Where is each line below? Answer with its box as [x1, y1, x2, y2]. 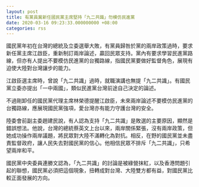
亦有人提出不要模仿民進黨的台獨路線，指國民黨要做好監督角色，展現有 [21, 57, 193, 64]
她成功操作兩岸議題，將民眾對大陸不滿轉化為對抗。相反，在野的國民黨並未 [6, 132, 188, 140]
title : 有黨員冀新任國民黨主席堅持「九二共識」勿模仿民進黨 [6, 14, 135, 20]
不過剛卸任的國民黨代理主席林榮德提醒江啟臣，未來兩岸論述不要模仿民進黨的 [6, 97, 193, 104]
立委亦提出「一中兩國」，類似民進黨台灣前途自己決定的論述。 [11, 84, 159, 92]
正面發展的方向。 [11, 175, 53, 182]
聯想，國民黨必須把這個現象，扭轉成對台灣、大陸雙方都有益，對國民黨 [16, 167, 188, 174]
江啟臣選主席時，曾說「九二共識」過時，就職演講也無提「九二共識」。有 [6, 77, 180, 84]
